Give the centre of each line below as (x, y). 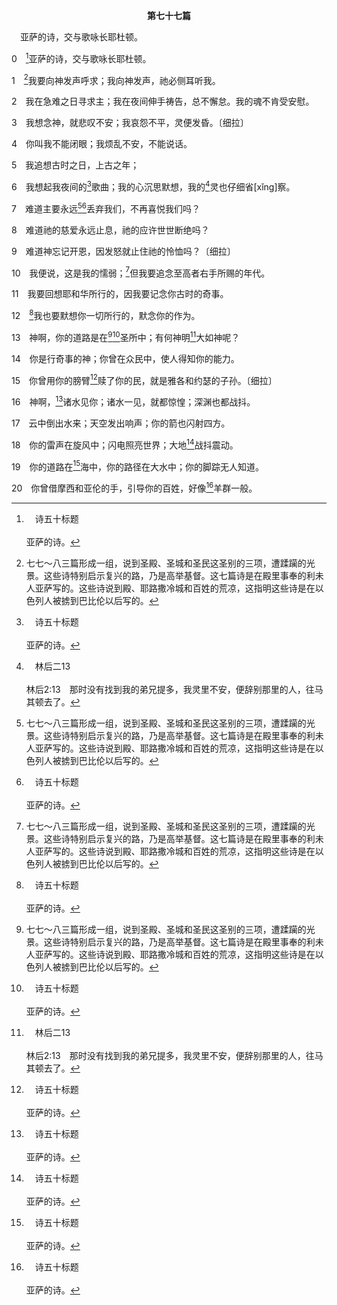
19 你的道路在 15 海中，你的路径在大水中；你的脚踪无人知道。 (138, 466)
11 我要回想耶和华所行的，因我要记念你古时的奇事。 (120, 294)
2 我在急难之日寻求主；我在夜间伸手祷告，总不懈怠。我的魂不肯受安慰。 (163, 101)
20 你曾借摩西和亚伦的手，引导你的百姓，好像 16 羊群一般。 (134, 487)
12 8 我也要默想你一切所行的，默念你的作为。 (106, 314)
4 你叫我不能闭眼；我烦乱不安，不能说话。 (102, 144)
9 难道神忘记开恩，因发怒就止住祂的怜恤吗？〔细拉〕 (123, 251)
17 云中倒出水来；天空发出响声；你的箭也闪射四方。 (121, 423)
